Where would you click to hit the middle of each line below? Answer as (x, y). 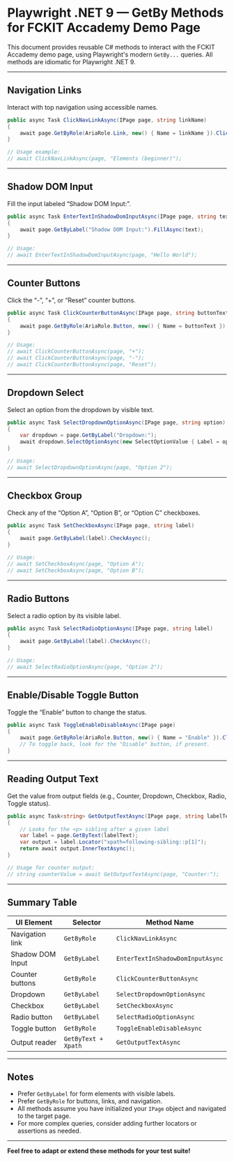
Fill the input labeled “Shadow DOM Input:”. (69, 203)
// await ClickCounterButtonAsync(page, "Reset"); (82, 365)
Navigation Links (45, 90)
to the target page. (44, 1116)
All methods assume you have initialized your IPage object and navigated (122, 1109)
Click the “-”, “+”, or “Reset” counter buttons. (71, 300)
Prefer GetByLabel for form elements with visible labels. (96, 1094)
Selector (86, 922)
